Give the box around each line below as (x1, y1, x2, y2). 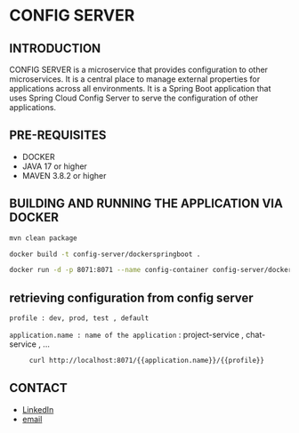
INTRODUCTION (9, 41, 101, 56)
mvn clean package (9, 233, 77, 243)
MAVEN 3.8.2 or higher (21, 170, 107, 180)
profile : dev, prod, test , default (9, 314, 149, 323)
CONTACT (9, 381, 69, 396)
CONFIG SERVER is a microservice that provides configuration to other (9, 64, 269, 75)
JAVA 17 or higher (21, 161, 87, 172)
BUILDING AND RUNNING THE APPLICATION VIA (9, 196, 283, 212)
